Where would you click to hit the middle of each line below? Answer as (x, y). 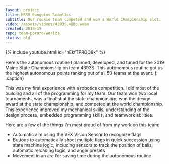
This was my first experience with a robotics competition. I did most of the (82, 88)
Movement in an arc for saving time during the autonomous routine (82, 156)
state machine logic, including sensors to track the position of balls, (83, 145)
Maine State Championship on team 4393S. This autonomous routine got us (84, 67)
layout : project (22, 10)
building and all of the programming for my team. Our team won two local (81, 93)
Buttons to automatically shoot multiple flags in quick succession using (86, 140)
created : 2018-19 (23, 29)
